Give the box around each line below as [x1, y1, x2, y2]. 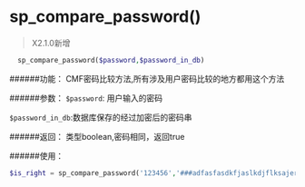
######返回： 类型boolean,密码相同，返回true [9, 131, 185, 142]
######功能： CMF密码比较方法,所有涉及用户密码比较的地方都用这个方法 [9, 73, 285, 84]
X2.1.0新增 [31, 37, 71, 48]
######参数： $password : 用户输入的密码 [9, 93, 163, 103]
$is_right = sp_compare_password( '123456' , [9, 168, 177, 178]
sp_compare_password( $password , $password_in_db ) [17, 55, 205, 64]
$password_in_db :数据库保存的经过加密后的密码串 [9, 112, 192, 123]
